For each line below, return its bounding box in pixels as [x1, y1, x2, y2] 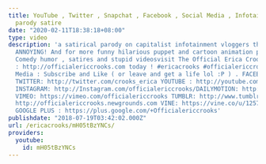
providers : [8, 129, 44, 136]
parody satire [15, 19, 62, 27]
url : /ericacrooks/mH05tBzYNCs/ [8, 121, 115, 129]
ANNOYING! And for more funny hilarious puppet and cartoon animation [15, 48, 253, 56]
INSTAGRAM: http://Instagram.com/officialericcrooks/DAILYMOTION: [15, 84, 239, 93]
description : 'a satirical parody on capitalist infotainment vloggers [8, 41, 249, 49]
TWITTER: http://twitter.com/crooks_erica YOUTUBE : [15, 77, 193, 85]
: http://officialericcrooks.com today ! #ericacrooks [15, 63, 200, 71]
